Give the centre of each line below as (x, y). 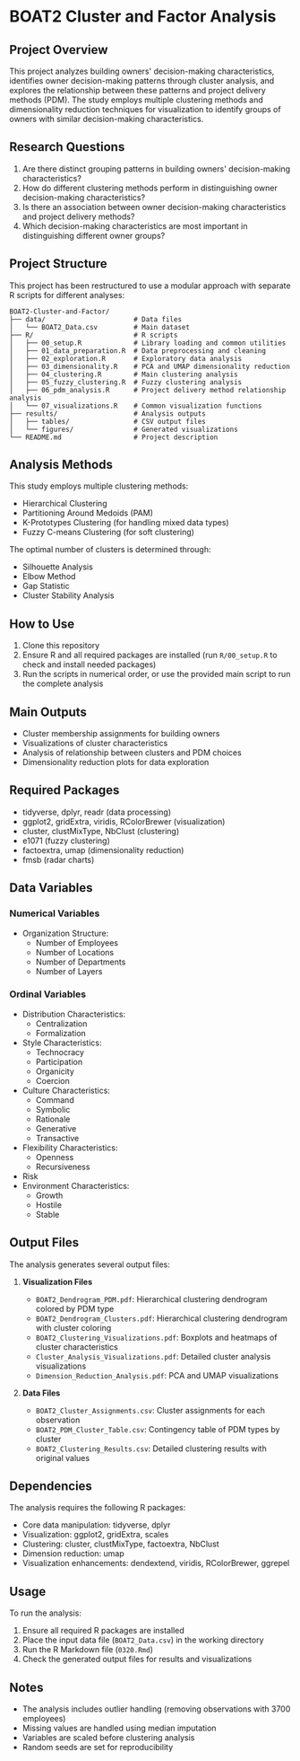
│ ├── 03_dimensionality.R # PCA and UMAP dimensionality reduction (150, 366)
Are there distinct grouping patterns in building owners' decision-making (156, 169)
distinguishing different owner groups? (94, 235)
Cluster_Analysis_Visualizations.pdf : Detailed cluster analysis (153, 1356)
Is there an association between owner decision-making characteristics (154, 207)
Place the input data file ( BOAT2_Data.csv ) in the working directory (143, 1640)
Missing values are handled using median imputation (119, 1728)
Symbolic (53, 1109)
